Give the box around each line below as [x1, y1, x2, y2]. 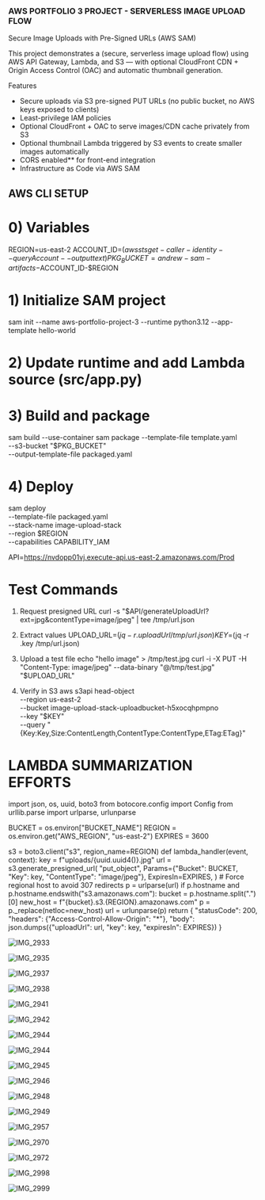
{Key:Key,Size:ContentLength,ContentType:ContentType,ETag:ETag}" [19, 728, 246, 738]
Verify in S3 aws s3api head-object [19, 686, 134, 696]
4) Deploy [8, 477, 74, 495]
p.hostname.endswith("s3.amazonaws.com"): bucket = [8, 889, 188, 899]
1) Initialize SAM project [8, 291, 166, 309]
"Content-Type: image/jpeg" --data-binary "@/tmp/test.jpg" [19, 663, 215, 672]
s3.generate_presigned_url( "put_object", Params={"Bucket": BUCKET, [8, 864, 239, 873]
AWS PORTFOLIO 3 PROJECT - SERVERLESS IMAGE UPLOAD [8, 6, 246, 17]
